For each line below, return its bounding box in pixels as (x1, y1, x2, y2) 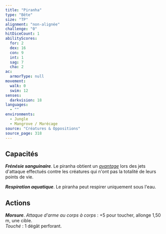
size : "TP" (5, 17, 28, 22)
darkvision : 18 (10, 97, 42, 102)
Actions (5, 198, 30, 207)
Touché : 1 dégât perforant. (5, 223, 62, 229)
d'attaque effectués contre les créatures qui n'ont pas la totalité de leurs (5, 169, 156, 175)
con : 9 (10, 50, 24, 55)
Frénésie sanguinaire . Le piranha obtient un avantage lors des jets (5, 163, 146, 169)
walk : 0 (10, 83, 26, 88)
